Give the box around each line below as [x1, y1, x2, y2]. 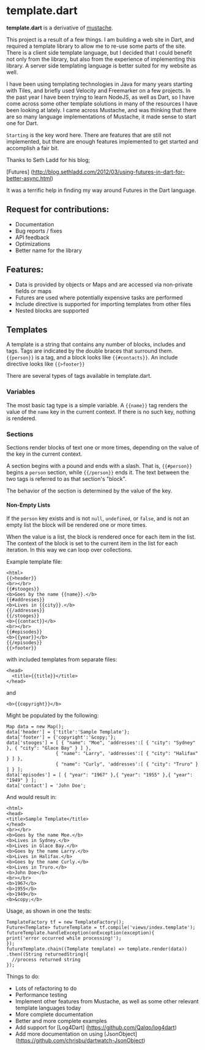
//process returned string [12, 957, 81, 963]
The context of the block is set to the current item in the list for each [6, 540, 178, 547]
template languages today [15, 1004, 81, 1012]
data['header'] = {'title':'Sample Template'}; [6, 729, 130, 735]
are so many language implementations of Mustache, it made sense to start [6, 113, 197, 120]
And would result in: [6, 794, 57, 801]
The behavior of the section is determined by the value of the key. [6, 487, 173, 494]
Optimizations [15, 240, 51, 247]
